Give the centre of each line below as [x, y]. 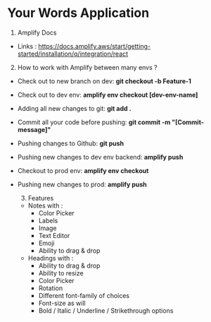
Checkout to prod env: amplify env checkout [83, 170]
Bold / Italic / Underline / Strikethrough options [106, 310]
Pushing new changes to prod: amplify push [82, 184]
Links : [27, 46]
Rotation [51, 288]
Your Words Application [78, 13]
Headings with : [51, 258]
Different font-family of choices [84, 295]
